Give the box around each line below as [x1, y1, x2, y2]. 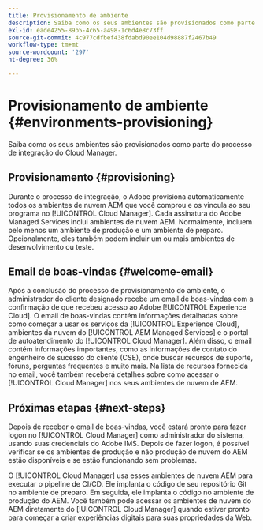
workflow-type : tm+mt [8, 41, 80, 49]
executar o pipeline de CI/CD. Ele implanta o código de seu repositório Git [8, 479, 247, 489]
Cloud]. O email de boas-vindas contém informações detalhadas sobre [8, 311, 239, 321]
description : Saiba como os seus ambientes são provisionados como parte [8, 19, 256, 27]
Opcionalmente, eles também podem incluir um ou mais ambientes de [8, 234, 235, 243]
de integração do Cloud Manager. [8, 148, 117, 157]
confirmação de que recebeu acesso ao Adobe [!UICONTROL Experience [8, 303, 246, 312]
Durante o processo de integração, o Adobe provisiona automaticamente [8, 191, 245, 201]
